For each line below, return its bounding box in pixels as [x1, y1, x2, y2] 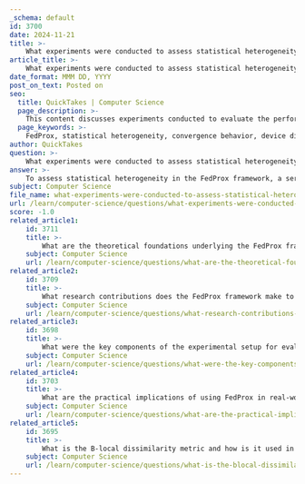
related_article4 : [9, 368, 79, 377]
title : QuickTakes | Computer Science [17, 97, 165, 107]
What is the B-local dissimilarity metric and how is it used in [42, 444, 295, 453]
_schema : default [9, 13, 75, 23]
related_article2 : [9, 267, 79, 276]
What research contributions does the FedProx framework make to [42, 291, 295, 301]
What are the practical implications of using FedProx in [42, 393, 266, 402]
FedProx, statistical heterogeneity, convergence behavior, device [25, 132, 286, 141]
